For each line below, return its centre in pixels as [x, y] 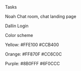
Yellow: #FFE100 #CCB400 [32, 45]
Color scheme [19, 35]
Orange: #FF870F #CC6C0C [33, 54]
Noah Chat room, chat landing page [41, 16]
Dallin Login [17, 26]
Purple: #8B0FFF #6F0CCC [32, 63]
